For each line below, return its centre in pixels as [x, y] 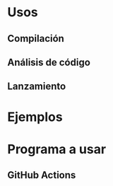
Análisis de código [49, 62]
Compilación [36, 39]
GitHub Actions [42, 175]
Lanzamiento [37, 87]
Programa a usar [57, 149]
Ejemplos [35, 117]
